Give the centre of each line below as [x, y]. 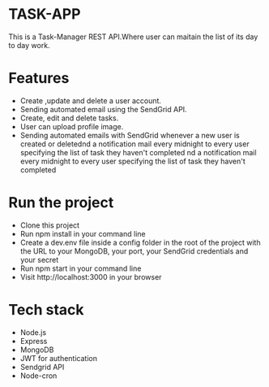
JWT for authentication [58, 358]
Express [34, 341]
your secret [39, 259]
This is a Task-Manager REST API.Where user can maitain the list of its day [133, 37]
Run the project [61, 203]
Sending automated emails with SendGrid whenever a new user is [130, 135]
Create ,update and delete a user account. [91, 100]
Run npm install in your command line [83, 233]
